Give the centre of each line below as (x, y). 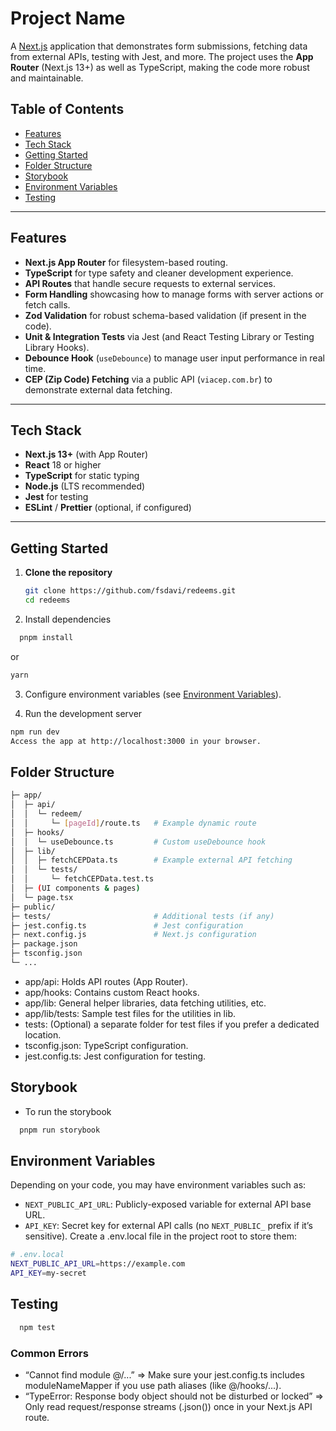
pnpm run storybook (60, 1130)
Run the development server (83, 713)
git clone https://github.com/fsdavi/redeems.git (130, 591)
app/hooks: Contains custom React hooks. (112, 992)
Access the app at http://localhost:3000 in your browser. (136, 741)
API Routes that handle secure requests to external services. (150, 283)
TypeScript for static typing (82, 476)
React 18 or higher (63, 465)
